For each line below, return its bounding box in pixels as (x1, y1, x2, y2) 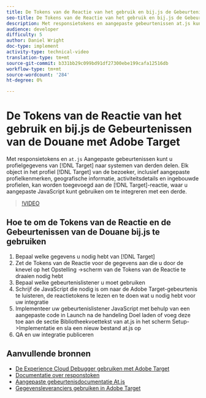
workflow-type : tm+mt (6, 66, 62, 72)
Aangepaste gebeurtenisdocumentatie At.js (15, 378, 126, 385)
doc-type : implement (6, 43, 59, 50)
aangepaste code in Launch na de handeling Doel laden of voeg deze (15, 311, 191, 318)
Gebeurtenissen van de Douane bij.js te (6, 227, 161, 238)
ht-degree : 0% (6, 77, 43, 83)
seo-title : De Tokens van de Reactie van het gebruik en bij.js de (6, 15, 183, 21)
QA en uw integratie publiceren (15, 331, 94, 338)
